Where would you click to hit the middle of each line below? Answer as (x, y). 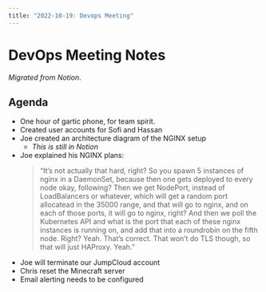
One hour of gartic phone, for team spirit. (87, 121)
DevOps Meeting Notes (87, 55)
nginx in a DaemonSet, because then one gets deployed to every (146, 180)
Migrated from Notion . (45, 77)
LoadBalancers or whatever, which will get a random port (134, 196)
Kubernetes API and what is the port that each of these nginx (140, 222)
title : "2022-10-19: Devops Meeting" (71, 16)
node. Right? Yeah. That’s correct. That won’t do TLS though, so (145, 239)
